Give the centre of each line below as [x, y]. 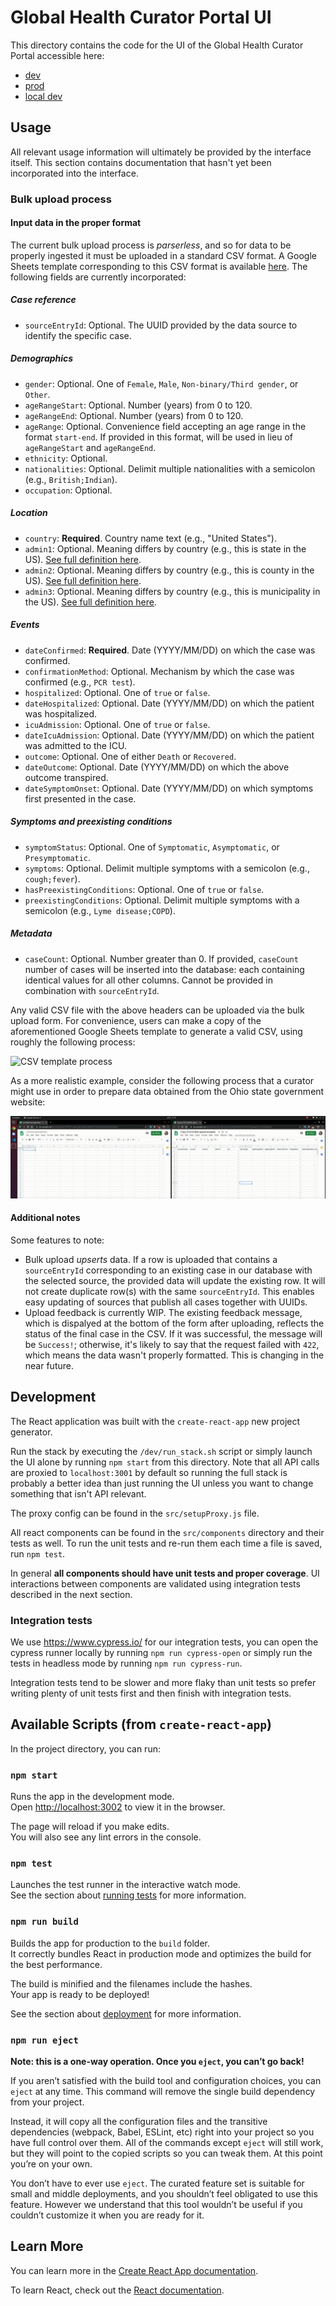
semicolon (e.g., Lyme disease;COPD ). [100, 910]
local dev [43, 96]
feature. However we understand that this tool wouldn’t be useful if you [156, 2204]
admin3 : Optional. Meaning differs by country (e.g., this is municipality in [172, 591]
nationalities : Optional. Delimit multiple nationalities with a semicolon [170, 468]
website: [28, 1102]
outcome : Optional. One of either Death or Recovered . [130, 756]
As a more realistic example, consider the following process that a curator [162, 1080]
